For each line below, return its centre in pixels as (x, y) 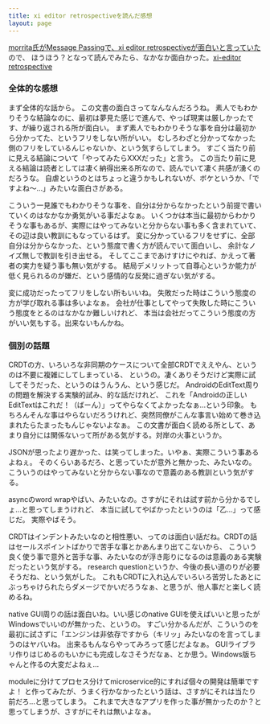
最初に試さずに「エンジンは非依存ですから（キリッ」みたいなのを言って (128, 634)
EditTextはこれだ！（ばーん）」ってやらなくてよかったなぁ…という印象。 (128, 405)
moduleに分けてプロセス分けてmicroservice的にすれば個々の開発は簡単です (134, 681)
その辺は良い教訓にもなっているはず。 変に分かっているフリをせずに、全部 (132, 235)
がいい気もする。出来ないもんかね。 (68, 323)
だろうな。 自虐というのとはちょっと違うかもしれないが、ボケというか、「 (131, 178)
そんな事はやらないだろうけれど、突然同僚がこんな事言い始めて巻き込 (145, 415)
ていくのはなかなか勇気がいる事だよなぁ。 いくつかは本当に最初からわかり (133, 215)
